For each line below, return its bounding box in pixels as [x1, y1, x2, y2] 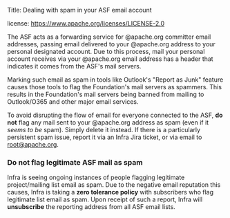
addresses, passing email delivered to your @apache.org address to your [7, 40, 215, 48]
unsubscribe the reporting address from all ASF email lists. [7, 203, 176, 211]
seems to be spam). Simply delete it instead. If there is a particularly [7, 126, 201, 134]
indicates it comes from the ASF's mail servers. [7, 62, 142, 70]
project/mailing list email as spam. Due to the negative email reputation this [7, 181, 221, 189]
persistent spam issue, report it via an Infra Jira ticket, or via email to [7, 133, 202, 141]
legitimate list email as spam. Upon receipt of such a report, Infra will [7, 195, 202, 203]
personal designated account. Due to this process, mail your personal [7, 48, 205, 55]
